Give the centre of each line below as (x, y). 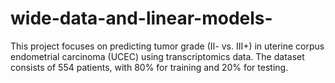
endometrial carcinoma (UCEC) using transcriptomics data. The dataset (157, 56)
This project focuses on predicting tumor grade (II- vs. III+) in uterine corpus (167, 46)
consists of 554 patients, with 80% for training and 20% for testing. (149, 67)
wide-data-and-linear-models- (141, 18)
